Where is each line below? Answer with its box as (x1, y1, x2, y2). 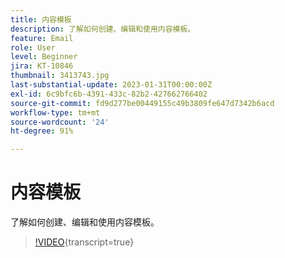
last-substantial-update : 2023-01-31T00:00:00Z (10, 80, 213, 90)
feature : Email (10, 33, 74, 43)
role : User (10, 42, 56, 53)
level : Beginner (10, 52, 78, 62)
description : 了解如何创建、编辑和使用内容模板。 (10, 24, 196, 34)
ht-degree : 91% (10, 126, 74, 136)
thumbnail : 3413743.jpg (10, 71, 110, 81)
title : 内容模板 (10, 14, 72, 25)
